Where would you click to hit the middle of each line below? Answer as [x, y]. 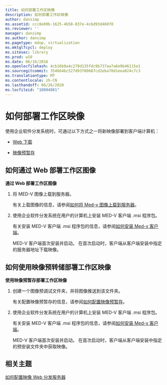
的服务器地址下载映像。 [37, 250]
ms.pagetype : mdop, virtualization [43, 43]
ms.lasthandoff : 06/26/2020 [35, 85]
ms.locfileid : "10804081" [32, 90]
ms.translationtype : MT [30, 76]
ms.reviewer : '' [22, 29]
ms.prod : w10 [19, 57]
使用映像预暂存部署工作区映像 [36, 280]
